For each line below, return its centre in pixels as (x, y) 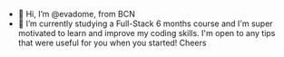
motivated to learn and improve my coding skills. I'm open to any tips (147, 33)
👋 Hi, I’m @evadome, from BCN (77, 14)
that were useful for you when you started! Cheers (112, 43)
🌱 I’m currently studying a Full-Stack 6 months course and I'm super (146, 24)
